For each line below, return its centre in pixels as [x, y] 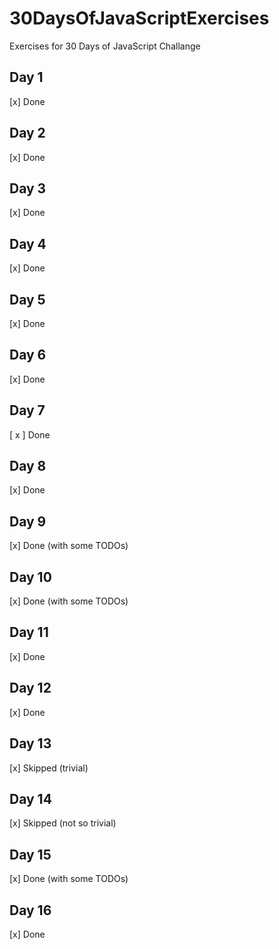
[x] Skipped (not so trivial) [63, 823]
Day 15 [30, 854]
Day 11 [29, 632]
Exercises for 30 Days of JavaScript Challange [105, 46]
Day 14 [30, 798]
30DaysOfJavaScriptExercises [139, 18]
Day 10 [30, 577]
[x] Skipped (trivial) [49, 768]
